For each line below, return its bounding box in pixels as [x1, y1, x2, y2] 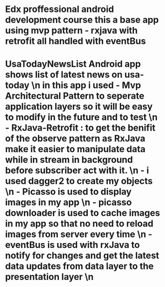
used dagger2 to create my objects [5, 175, 153, 187]
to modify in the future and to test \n [5, 112, 158, 123]
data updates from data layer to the [5, 260, 154, 272]
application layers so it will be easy [5, 101, 153, 112]
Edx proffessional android [5, 4, 114, 15]
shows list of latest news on [5, 69, 123, 81]
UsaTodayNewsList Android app [5, 59, 141, 70]
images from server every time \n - [5, 229, 153, 240]
